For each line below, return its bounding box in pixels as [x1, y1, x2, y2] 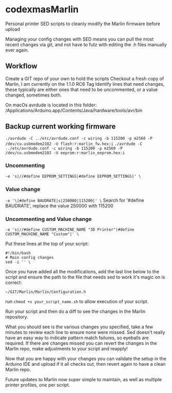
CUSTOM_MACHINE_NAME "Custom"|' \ [5, 232, 80, 237]
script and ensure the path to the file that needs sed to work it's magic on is [5, 274, 165, 280]
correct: [5, 279, 22, 286]
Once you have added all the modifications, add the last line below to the [5, 269, 159, 275]
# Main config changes [5, 255, 54, 260]
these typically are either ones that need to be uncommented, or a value [5, 86, 158, 92]
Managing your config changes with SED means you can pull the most [5, 36, 154, 42]
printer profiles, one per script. [5, 382, 70, 388]
